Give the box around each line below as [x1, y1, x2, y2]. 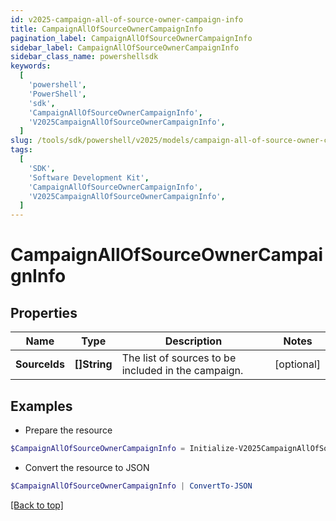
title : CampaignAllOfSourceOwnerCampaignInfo [10, 24, 203, 34]
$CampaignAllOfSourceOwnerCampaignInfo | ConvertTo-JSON [10, 481, 253, 491]
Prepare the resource [24, 424, 113, 436]
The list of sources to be [121, 351, 237, 365]
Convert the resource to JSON [24, 461, 150, 473]
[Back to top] [10, 499, 64, 511]
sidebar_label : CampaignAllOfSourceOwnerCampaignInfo [10, 42, 240, 53]
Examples [10, 397, 73, 415]
